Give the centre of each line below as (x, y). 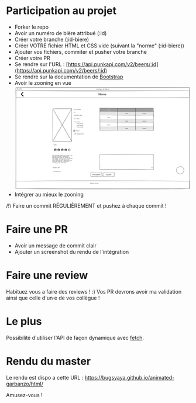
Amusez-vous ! (24, 395)
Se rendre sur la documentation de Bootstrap (69, 77)
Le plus (24, 321)
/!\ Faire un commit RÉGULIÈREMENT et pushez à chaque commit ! (86, 206)
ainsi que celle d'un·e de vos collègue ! (53, 298)
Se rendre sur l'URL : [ (41, 64)
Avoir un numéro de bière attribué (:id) (61, 33)
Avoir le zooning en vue (43, 82)
